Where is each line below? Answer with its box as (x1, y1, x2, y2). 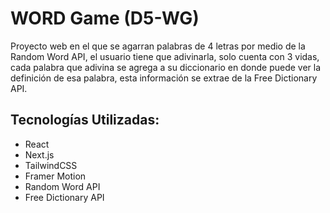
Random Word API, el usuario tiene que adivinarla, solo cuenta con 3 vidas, (10, 50, 320, 62)
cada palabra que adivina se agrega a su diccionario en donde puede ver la (10, 61, 322, 73)
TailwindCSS (24, 159, 78, 171)
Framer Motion (24, 170, 87, 182)
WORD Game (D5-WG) (10, 7, 200, 30)
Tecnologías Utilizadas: (10, 112, 160, 129)
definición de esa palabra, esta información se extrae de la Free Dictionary (10, 72, 318, 84)
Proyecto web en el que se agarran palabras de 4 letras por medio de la (10, 40, 306, 52)
